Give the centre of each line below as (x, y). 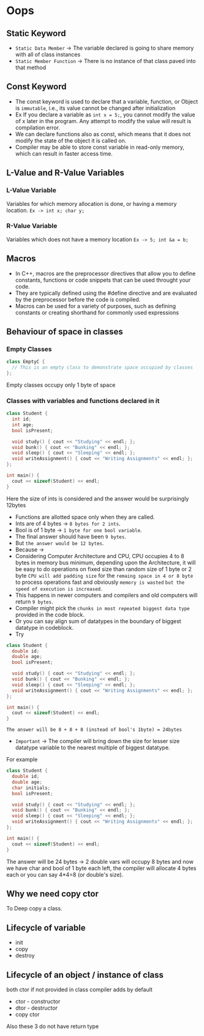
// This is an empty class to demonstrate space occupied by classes (102, 368)
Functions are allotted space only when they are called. (85, 517)
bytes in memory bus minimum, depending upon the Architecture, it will (105, 562)
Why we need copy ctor (53, 894)
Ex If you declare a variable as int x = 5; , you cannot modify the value (105, 115)
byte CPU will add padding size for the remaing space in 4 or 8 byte (104, 575)
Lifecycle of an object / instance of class (85, 975)
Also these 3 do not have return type (53, 1026)
